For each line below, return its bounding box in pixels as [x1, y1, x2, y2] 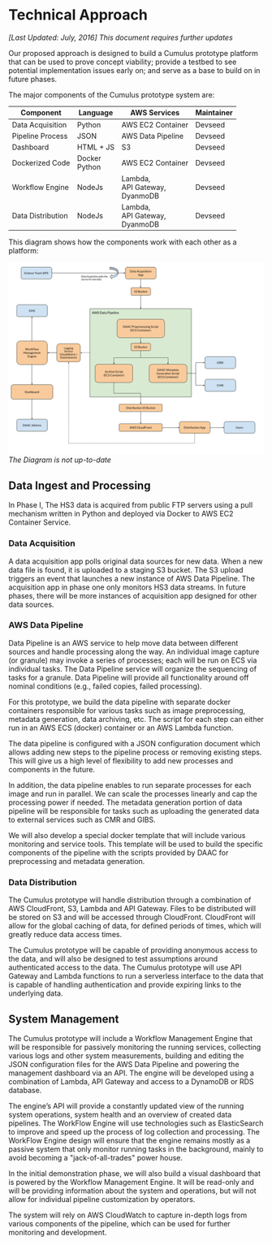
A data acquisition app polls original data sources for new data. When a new [8, 556, 263, 566]
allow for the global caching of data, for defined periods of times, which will [8, 921, 261, 931]
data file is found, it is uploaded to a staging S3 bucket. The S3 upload [8, 564, 244, 574]
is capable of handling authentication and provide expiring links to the [8, 980, 242, 990]
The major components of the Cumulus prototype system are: [8, 89, 215, 99]
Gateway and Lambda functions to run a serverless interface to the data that [8, 971, 264, 981]
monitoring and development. [8, 1227, 107, 1237]
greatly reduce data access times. [8, 930, 123, 940]
